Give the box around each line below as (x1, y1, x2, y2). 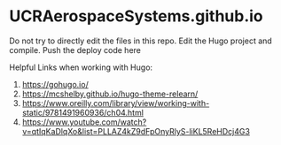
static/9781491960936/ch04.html (21, 107, 144, 118)
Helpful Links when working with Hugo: (9, 62, 153, 72)
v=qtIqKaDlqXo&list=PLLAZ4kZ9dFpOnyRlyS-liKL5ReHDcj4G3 (21, 126, 251, 136)
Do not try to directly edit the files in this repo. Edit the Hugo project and (9, 35, 272, 46)
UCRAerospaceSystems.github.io (9, 6, 263, 27)
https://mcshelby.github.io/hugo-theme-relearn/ (21, 88, 199, 99)
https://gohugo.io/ (21, 79, 89, 89)
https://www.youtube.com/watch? (21, 117, 147, 127)
